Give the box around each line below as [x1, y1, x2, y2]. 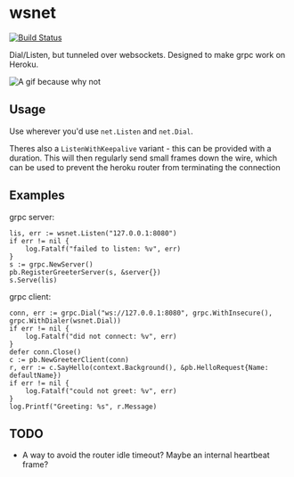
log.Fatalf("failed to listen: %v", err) [25, 244, 181, 253]
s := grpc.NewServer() [9, 259, 94, 269]
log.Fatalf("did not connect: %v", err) [25, 332, 177, 341]
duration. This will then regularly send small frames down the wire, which [9, 152, 278, 163]
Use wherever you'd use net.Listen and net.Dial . [9, 126, 193, 136]
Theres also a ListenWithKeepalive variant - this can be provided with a [9, 143, 272, 153]
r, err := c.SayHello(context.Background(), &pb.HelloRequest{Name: [9, 363, 269, 372]
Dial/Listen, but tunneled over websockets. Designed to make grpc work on [9, 49, 286, 60]
